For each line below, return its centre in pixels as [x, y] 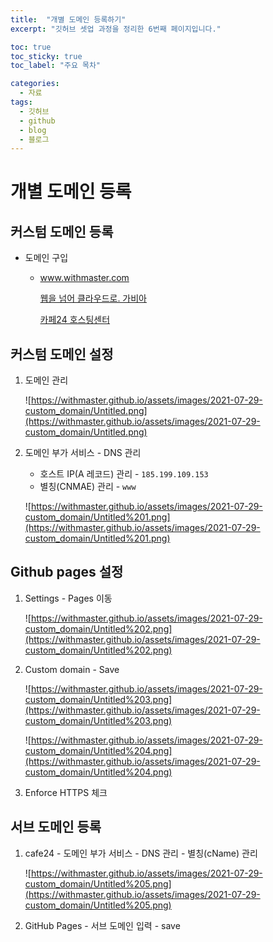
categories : [35, 84]
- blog [33, 130]
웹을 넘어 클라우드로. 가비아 [93, 298]
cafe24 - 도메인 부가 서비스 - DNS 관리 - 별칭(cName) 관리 [141, 853]
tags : [21, 102]
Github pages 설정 [67, 572]
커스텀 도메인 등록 [62, 231]
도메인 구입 [46, 258]
